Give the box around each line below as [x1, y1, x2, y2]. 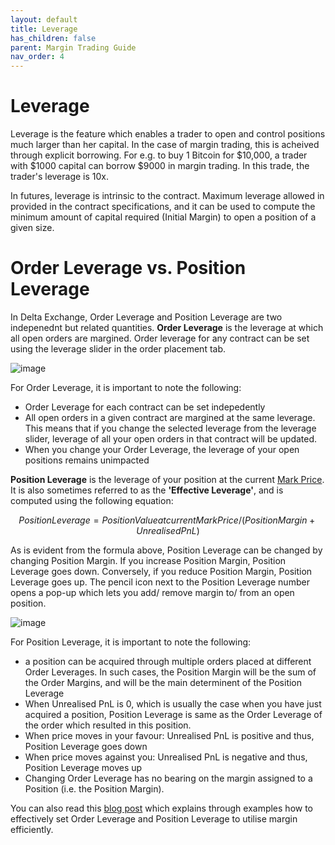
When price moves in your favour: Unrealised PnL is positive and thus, [24, 730, 315, 741]
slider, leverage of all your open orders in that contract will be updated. [24, 433, 318, 445]
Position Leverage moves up [24, 762, 143, 773]
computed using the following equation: [10, 495, 174, 506]
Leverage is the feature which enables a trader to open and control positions [10, 128, 326, 140]
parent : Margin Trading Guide [10, 42, 137, 53]
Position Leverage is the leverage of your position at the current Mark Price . [10, 474, 325, 485]
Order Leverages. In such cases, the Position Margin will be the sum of [24, 666, 317, 678]
